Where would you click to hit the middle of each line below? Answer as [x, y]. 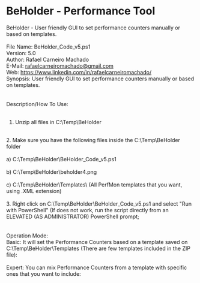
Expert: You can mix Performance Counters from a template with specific [97, 267]
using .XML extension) [34, 191]
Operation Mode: [27, 236]
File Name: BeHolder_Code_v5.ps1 [48, 47]
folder [14, 146]
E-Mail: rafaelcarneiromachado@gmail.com [60, 66]
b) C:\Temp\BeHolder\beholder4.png [52, 171]
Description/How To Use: [37, 104]
